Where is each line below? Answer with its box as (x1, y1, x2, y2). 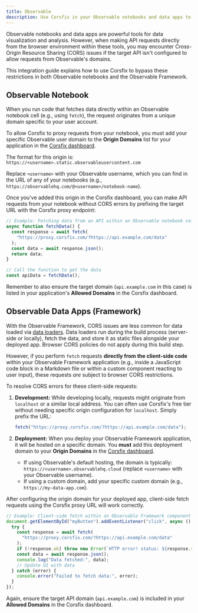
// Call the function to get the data (6, 267, 101, 273)
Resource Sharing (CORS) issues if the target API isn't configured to (22, 49, 187, 56)
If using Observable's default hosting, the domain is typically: (23, 459, 173, 466)
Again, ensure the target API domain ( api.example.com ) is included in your (6, 595, 184, 602)
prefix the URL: (14, 413, 52, 420)
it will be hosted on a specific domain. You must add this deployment (14, 441, 183, 448)
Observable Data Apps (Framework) (6, 306, 141, 317)
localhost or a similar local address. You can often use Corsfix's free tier (14, 400, 192, 407)
